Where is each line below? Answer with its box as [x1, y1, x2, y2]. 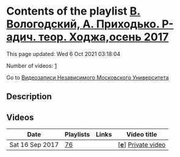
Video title [126, 130, 157, 139]
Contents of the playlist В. [6, 4, 141, 18]
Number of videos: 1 [6, 62, 57, 69]
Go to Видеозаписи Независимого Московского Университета [6, 74, 169, 81]
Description [6, 91, 52, 102]
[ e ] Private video [118, 141, 166, 149]
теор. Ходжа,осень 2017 [38, 30, 169, 44]
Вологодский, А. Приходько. [6, 17, 160, 31]
